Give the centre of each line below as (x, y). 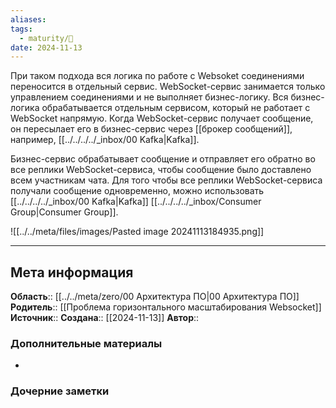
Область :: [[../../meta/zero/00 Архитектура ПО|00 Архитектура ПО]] (155, 297)
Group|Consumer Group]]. (64, 212)
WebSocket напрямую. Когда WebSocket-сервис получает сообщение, (162, 118)
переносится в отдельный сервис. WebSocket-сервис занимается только (168, 87)
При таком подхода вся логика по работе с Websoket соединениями (157, 76)
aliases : (28, 19)
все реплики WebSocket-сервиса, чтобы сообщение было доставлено (161, 170)
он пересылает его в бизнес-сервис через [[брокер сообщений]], (151, 129)
